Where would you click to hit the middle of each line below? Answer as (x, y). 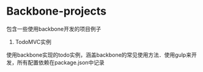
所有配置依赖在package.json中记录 (61, 62)
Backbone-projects (57, 11)
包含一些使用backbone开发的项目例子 (54, 29)
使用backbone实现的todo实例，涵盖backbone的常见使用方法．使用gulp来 (99, 55)
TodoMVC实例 (33, 41)
